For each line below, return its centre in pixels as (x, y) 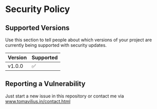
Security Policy (38, 9)
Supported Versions (37, 28)
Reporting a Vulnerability (45, 84)
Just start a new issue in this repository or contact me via (65, 96)
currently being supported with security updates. (56, 45)
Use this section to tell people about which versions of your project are (78, 40)
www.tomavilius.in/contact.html (38, 101)
